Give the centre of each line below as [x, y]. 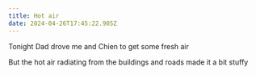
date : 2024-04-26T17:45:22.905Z [63, 23]
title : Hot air [34, 16]
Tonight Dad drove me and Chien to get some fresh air [99, 46]
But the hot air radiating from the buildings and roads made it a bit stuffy [128, 62]
